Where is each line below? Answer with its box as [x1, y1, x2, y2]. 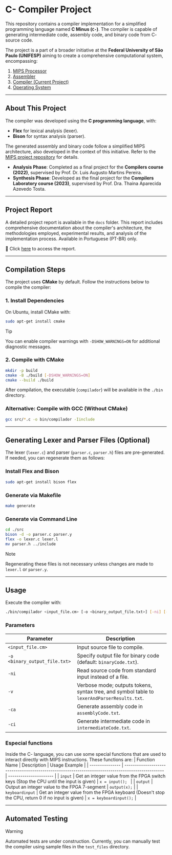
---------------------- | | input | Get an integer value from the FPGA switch [8, 773, 166, 779]
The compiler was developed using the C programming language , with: [5, 117, 157, 124]
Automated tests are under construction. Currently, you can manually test [5, 838, 160, 844]
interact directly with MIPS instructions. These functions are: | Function [5, 756, 155, 762]
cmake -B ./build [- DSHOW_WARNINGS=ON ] [5, 373, 91, 378]
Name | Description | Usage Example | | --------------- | [5, 762, 124, 768]
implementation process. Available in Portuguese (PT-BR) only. [5, 235, 138, 242]
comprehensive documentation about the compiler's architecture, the [5, 225, 152, 231]
